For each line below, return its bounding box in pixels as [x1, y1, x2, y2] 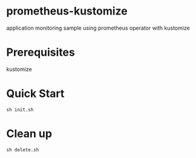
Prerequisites [6, 45, 76, 59]
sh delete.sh [6, 146, 39, 153]
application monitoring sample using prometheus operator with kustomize [6, 24, 191, 31]
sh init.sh [6, 107, 34, 113]
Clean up [6, 127, 53, 140]
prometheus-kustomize [6, 4, 128, 18]
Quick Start [6, 87, 65, 100]
